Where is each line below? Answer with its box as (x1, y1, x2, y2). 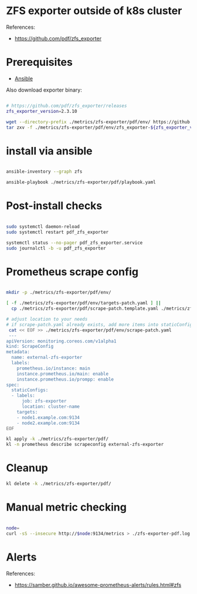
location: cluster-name (21, 404, 80, 410)
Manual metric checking (6, 501, 127, 514)
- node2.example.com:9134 (16, 420, 80, 426)
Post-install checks (6, 199, 103, 213)
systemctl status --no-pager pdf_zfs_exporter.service (6, 240, 143, 246)
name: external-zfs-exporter (11, 354, 83, 361)
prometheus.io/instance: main (16, 365, 91, 371)
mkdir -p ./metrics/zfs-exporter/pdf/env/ (6, 290, 111, 296)
